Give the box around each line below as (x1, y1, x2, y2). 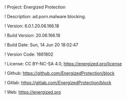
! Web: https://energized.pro (4, 89, 61, 95)
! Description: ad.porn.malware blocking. (4, 14, 86, 19)
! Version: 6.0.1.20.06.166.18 (4, 23, 59, 29)
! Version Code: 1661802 (4, 51, 54, 57)
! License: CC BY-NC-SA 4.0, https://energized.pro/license (4, 61, 122, 66)
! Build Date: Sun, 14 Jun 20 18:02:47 (4, 42, 78, 48)
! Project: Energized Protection (4, 4, 66, 10)
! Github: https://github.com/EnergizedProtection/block (4, 70, 115, 76)
